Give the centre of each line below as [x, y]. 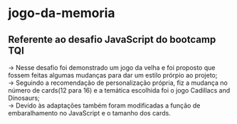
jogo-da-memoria [62, 13]
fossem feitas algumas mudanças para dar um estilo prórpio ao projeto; [113, 75]
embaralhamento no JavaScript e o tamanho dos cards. [90, 113]
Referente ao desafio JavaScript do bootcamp [112, 40]
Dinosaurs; [24, 98]
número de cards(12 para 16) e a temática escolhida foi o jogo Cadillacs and [119, 90]
